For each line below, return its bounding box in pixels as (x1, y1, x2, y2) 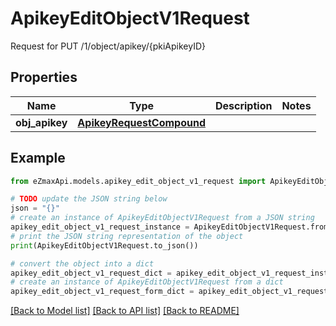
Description (214, 98, 273, 112)
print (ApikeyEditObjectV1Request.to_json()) (10, 240, 199, 251)
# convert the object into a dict (10, 258, 155, 269)
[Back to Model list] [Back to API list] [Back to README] (10, 305, 240, 317)
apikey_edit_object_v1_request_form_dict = (10, 287, 195, 297)
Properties (10, 69, 78, 86)
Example (10, 150, 66, 167)
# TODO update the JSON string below (10, 194, 168, 204)
